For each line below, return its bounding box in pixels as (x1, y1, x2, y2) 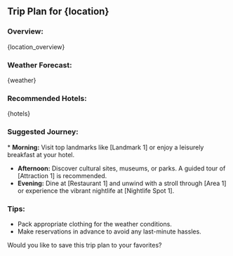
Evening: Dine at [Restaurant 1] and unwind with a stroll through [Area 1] (17, 179, 227, 187)
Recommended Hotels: (7, 93, 87, 103)
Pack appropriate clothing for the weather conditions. (17, 220, 172, 228)
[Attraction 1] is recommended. (17, 171, 107, 180)
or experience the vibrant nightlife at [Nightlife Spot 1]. (17, 186, 175, 195)
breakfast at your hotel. (7, 150, 75, 159)
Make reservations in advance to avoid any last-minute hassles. (17, 227, 201, 236)
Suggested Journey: (7, 127, 79, 137)
